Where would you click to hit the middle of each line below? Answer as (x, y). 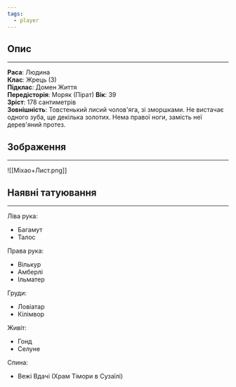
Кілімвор (31, 314)
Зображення (37, 147)
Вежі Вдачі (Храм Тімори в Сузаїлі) (70, 376)
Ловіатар (31, 306)
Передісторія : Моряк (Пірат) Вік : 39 (62, 95)
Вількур (29, 264)
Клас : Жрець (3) (32, 80)
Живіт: (17, 327)
